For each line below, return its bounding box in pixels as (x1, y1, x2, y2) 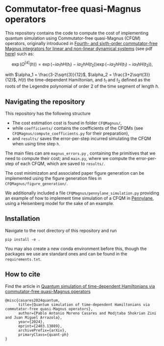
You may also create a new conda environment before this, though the (5, 246, 147, 252)
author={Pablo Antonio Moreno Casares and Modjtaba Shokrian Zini (18, 311, 157, 316)
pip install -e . (5, 237, 41, 242)
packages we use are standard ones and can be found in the (5, 251, 127, 256)
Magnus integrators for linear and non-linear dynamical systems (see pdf (5, 46, 153, 51)
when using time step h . (12, 141, 60, 146)
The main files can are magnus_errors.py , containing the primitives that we (5, 150, 156, 156)
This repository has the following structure (5, 111, 91, 116)
